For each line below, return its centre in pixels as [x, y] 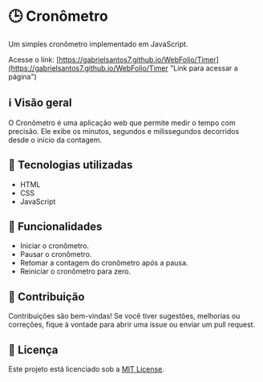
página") [23, 76]
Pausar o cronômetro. [56, 254]
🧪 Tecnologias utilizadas [71, 165]
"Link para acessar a [204, 68]
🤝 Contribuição [47, 297]
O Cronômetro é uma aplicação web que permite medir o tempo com [122, 123]
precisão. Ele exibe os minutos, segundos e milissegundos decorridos [124, 131]
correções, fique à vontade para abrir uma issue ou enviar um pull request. [132, 325]
